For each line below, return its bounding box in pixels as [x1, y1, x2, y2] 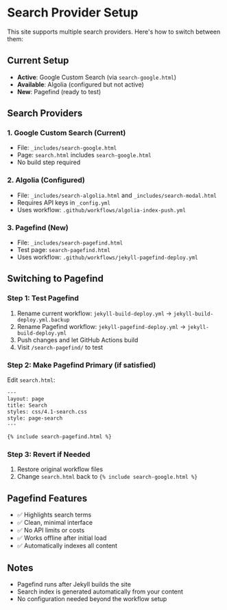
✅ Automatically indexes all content [16, 541, 118, 550]
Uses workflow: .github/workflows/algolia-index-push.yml [16, 205, 187, 214]
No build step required [16, 158, 81, 166]
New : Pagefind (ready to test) [16, 87, 101, 95]
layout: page [7, 395, 45, 403]
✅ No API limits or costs [16, 526, 85, 534]
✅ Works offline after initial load [16, 534, 107, 542]
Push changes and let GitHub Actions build [16, 335, 139, 344]
